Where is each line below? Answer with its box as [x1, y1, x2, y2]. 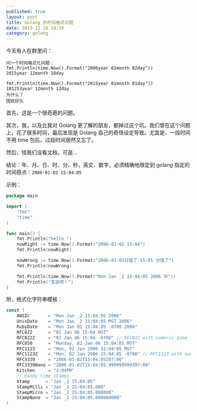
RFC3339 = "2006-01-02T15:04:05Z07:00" [16, 356, 125, 363]
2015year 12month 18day [6, 70, 64, 76]
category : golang [6, 31, 49, 36]
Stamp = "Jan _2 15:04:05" [16, 378, 96, 385]
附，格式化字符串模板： [6, 296, 63, 303]
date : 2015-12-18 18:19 [6, 25, 64, 31]
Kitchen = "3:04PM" [16, 368, 75, 373]
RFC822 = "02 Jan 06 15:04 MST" [16, 329, 109, 335]
